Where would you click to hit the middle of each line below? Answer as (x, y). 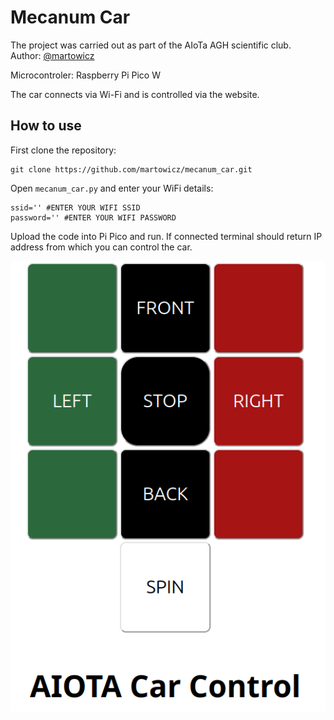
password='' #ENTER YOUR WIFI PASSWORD (93, 217)
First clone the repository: (63, 150)
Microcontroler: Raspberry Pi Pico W (85, 75)
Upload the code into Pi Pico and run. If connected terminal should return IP (166, 236)
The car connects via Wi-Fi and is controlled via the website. (135, 94)
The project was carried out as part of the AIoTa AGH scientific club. (151, 45)
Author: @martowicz (52, 55)
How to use (46, 126)
